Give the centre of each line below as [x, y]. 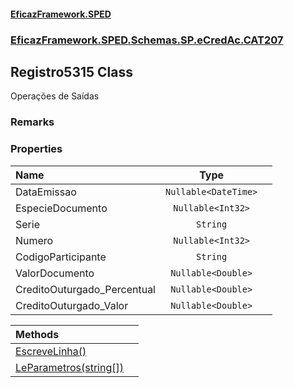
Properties [36, 149]
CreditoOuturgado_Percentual [85, 289]
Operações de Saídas [55, 96]
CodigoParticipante [61, 257]
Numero [34, 240]
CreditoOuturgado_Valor [72, 305]
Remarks [32, 122]
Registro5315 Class [72, 71]
